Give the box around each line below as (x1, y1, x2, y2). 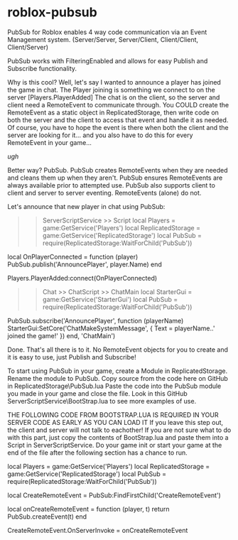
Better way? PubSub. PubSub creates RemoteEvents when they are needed (7, 166, 229, 174)
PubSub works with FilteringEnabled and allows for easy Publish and (7, 56, 208, 65)
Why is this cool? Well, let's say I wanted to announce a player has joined (7, 77, 222, 86)
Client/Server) (7, 43, 48, 51)
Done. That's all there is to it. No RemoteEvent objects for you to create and (7, 345, 229, 354)
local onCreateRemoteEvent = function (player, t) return (7, 504, 170, 513)
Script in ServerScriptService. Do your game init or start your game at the (7, 441, 222, 449)
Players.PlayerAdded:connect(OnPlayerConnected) (7, 274, 158, 282)
